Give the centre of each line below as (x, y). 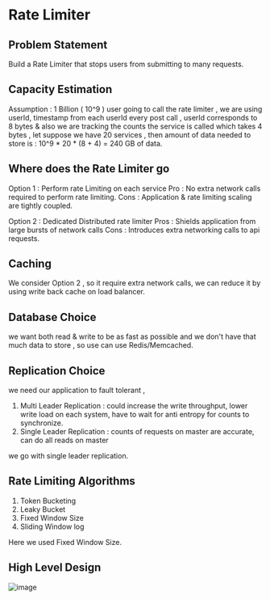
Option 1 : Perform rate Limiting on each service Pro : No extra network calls (135, 188)
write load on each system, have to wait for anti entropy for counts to (135, 415)
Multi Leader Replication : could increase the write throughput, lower (134, 406)
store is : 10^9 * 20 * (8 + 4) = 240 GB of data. (85, 143)
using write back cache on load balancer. (77, 292)
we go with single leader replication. (69, 456)
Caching (30, 264)
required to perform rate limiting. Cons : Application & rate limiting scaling (130, 196)
